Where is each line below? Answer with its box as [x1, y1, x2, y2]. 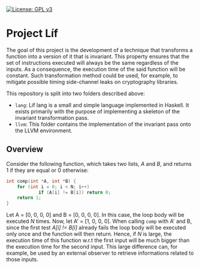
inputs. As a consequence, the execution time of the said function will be [6, 65, 186, 72]
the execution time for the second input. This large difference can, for [6, 243, 178, 250]
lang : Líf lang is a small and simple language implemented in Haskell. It [14, 101, 189, 108]
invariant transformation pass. [14, 114, 89, 121]
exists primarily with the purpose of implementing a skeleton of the [14, 108, 180, 115]
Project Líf [6, 27, 59, 40]
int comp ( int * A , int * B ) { [6, 178, 77, 184]
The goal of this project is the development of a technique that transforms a [6, 46, 193, 53]
